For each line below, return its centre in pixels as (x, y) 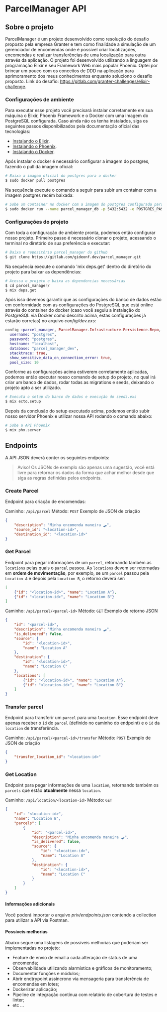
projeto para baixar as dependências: (43, 271)
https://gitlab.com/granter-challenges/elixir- (105, 81)
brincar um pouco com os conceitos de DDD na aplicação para (70, 71)
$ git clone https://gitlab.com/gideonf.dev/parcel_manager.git (73, 257)
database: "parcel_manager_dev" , (44, 348)
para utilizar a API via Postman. (37, 920)
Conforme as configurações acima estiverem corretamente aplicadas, (77, 372)
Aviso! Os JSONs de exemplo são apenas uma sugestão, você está (86, 467)
